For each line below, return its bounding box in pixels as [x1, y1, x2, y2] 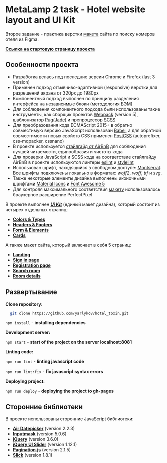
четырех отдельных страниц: [5, 206, 68, 212]
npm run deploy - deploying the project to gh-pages [5, 388, 114, 394]
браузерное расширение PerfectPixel [12, 191, 93, 197]
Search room [12, 267, 40, 273]
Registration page [12, 262, 51, 268]
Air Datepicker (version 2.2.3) [12, 426, 75, 432]
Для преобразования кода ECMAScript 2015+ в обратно [12, 122, 133, 128]
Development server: [5, 329, 51, 335]
